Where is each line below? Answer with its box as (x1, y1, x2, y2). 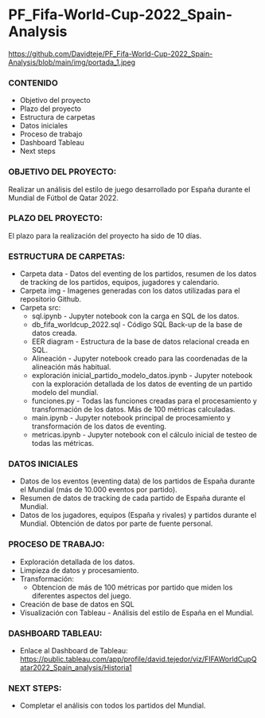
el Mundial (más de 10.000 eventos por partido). (19, 485, 177, 495)
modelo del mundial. (31, 388, 99, 397)
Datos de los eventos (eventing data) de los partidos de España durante (19, 476, 255, 486)
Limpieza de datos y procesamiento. (19, 565, 139, 575)
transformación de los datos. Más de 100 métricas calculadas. (31, 404, 236, 414)
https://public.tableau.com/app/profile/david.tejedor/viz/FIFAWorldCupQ (19, 654, 257, 664)
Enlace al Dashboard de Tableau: (19, 646, 129, 656)
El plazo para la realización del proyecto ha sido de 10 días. (8, 231, 202, 240)
